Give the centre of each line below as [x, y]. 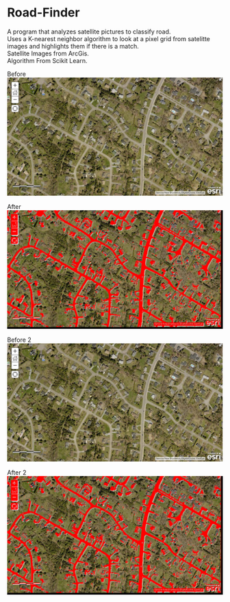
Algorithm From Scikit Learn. [47, 60]
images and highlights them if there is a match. [73, 46]
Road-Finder [43, 13]
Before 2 [20, 340]
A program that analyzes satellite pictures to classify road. [89, 32]
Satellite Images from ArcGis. [48, 53]
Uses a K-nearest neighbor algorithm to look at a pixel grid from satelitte [108, 38]
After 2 [17, 473]
